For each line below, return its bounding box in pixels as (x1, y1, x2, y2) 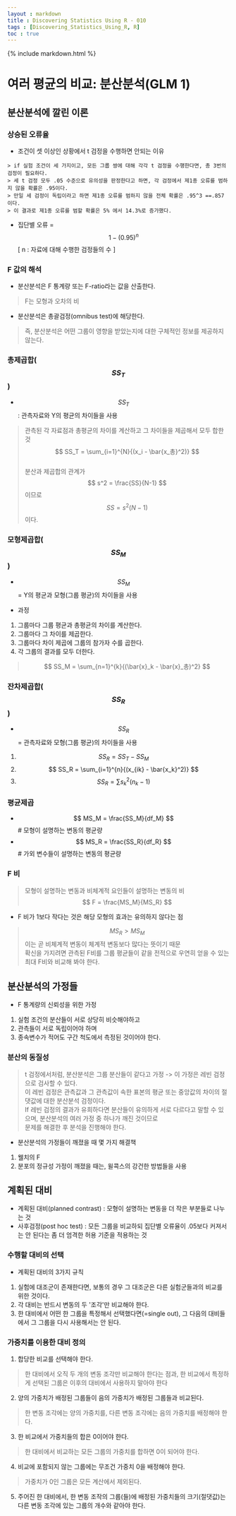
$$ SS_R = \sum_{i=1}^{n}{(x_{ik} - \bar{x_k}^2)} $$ (48, 765, 199, 773)
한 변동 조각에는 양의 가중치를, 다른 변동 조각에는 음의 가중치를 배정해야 (24, 1408, 221, 1416)
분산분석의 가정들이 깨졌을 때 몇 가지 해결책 (17, 1138, 137, 1146)
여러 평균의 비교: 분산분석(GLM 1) (7, 76, 191, 92)
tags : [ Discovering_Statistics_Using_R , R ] (7, 23, 140, 30)
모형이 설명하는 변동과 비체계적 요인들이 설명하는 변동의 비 (24, 886, 185, 895)
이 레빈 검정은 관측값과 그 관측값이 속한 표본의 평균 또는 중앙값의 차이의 (24, 1087, 221, 1096)
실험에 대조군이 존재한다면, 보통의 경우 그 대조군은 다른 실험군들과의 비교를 (17, 1282, 223, 1291)
